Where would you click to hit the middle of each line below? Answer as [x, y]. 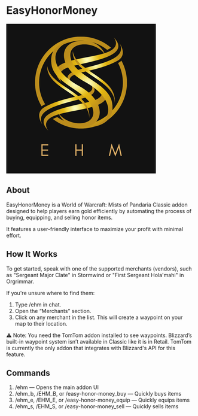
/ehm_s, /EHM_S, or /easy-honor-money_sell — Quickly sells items [97, 406]
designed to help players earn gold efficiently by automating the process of [99, 211]
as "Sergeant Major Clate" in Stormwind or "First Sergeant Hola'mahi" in [95, 275]
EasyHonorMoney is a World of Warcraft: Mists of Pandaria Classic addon [97, 205]
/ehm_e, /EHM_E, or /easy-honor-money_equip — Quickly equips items [102, 400]
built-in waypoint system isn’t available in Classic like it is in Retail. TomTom [99, 341]
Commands [28, 373]
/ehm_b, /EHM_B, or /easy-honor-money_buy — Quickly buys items [98, 394]
